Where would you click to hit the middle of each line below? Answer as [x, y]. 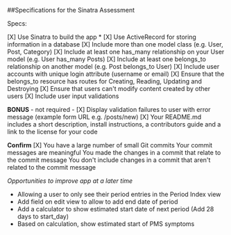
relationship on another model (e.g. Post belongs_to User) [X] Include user [113, 66]
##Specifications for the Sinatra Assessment [71, 10]
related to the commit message [51, 167]
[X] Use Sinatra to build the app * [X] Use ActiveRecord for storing [102, 37]
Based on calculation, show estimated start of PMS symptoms [106, 224]
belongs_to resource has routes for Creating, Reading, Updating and [105, 81]
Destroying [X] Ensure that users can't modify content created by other [109, 89]
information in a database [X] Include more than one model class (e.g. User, [115, 44]
